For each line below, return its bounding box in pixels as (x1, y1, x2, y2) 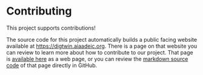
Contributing (6, 4, 72, 18)
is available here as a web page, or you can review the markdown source (6, 55, 188, 62)
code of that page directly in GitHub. (6, 62, 98, 69)
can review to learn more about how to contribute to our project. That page (6, 48, 193, 56)
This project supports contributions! (6, 24, 96, 31)
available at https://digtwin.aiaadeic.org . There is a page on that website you (6, 42, 198, 50)
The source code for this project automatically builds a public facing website (6, 36, 198, 43)
